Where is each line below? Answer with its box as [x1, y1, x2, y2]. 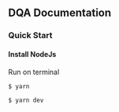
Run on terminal [8, 67, 60, 77]
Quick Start [8, 30, 53, 41]
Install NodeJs [8, 49, 57, 58]
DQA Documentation [8, 6, 112, 20]
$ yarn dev [8, 96, 44, 104]
